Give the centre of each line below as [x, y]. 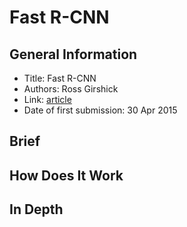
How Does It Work [66, 175]
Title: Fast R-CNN [60, 78]
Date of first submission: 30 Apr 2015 [100, 110]
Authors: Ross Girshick [71, 89]
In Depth [36, 209]
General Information [73, 54]
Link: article [47, 99]
